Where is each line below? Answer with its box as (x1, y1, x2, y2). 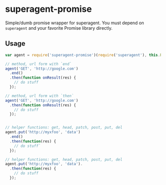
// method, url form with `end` (5, 61, 72, 66)
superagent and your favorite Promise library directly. (5, 25, 113, 31)
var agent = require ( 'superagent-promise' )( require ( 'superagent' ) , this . (5, 52, 161, 57)
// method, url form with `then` (5, 93, 74, 98)
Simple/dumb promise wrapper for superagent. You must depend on (5, 20, 144, 26)
